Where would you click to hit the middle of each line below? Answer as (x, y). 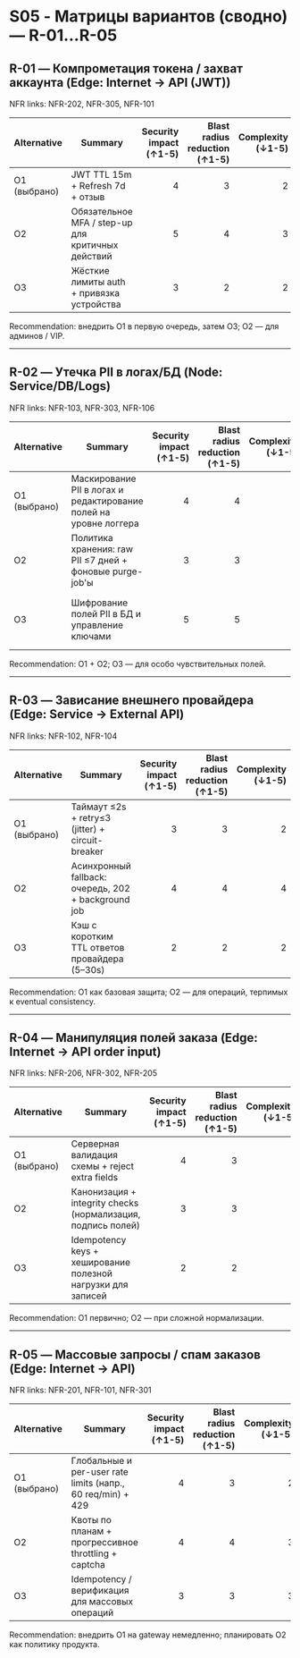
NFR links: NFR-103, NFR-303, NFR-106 (82, 408)
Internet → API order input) (85, 1052)
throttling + (94, 1553)
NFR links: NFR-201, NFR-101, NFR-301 (80, 1390)
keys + (85, 1251)
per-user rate (100, 1472)
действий (92, 256)
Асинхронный (101, 866)
